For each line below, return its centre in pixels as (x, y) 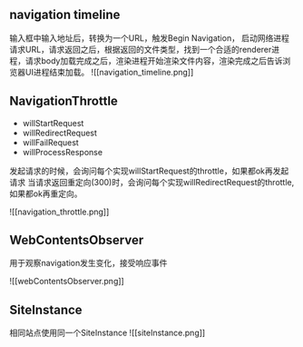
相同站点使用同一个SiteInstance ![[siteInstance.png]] (108, 333)
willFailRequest (50, 142)
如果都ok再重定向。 (46, 193)
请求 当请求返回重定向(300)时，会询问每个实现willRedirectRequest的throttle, (152, 182)
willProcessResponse (62, 152)
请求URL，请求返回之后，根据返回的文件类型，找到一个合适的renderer (141, 49)
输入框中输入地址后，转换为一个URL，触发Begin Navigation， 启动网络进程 (150, 38)
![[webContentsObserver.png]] (67, 282)
